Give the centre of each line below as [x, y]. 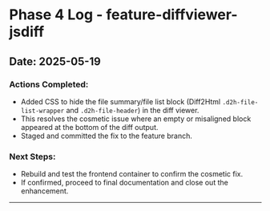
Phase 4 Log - [56, 15]
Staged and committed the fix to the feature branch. [107, 136]
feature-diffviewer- [172, 15]
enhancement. [44, 191]
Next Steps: [32, 156]
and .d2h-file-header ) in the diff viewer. [133, 110]
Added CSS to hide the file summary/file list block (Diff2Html [121, 101]
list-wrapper [42, 111]
